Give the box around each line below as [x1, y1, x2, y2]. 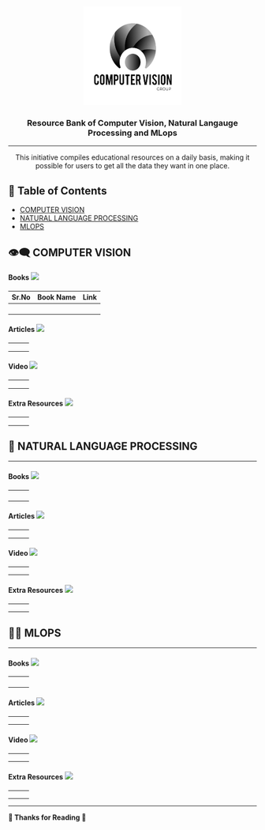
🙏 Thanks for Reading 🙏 [8, 813, 87, 822]
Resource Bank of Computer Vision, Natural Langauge [27, 117, 238, 128]
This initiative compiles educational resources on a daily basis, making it [15, 153, 250, 162]
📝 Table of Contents [8, 184, 107, 198]
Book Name [36, 292, 77, 302]
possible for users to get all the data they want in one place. [35, 161, 230, 171]
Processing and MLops [88, 127, 177, 138]
